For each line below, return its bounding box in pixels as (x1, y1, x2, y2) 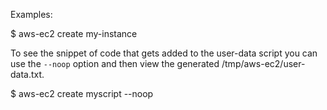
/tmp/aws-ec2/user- (221, 58, 306, 69)
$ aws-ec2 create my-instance (10, 28, 138, 39)
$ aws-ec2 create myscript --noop (10, 88, 154, 99)
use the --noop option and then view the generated (10, 58, 220, 69)
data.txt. (10, 69, 45, 80)
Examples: (10, 9, 53, 20)
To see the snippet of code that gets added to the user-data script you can (10, 47, 318, 59)
